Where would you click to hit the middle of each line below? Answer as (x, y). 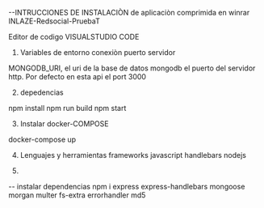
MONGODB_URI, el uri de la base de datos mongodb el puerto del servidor (132, 68)
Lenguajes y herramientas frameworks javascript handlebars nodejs (133, 155)
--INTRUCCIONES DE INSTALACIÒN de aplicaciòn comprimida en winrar (129, 13)
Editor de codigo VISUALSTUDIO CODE (74, 37)
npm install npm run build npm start (67, 108)
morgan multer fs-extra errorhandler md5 (77, 195)
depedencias (42, 92)
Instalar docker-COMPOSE (64, 124)
